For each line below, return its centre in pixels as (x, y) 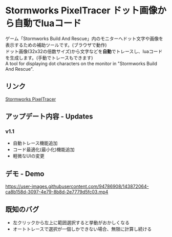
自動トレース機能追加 (35, 143)
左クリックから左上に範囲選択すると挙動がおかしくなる (71, 223)
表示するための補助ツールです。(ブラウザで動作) (56, 45)
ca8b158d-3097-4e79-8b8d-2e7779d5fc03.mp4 (57, 192)
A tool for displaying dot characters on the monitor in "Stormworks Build (81, 63)
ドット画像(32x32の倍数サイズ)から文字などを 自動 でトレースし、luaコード (84, 51)
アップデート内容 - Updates (49, 117)
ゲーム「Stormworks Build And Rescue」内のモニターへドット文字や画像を (84, 38)
